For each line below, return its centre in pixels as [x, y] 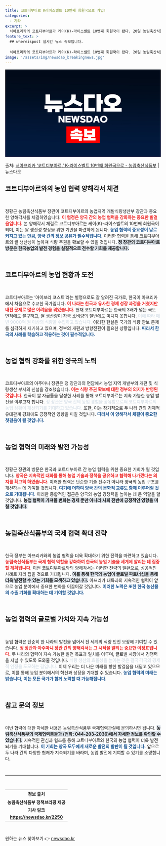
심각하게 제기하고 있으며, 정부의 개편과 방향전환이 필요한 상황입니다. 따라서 [82, 328]
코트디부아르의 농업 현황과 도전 [49, 275]
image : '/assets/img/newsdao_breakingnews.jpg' [55, 57]
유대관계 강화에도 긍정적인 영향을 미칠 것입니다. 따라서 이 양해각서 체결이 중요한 [81, 414]
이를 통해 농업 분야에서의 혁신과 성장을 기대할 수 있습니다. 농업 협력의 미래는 [84, 673]
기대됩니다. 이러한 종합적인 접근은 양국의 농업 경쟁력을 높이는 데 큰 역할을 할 [87, 494]
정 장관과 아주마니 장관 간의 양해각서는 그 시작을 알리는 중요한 [78, 648]
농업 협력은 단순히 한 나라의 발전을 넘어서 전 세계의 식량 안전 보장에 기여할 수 [79, 641]
